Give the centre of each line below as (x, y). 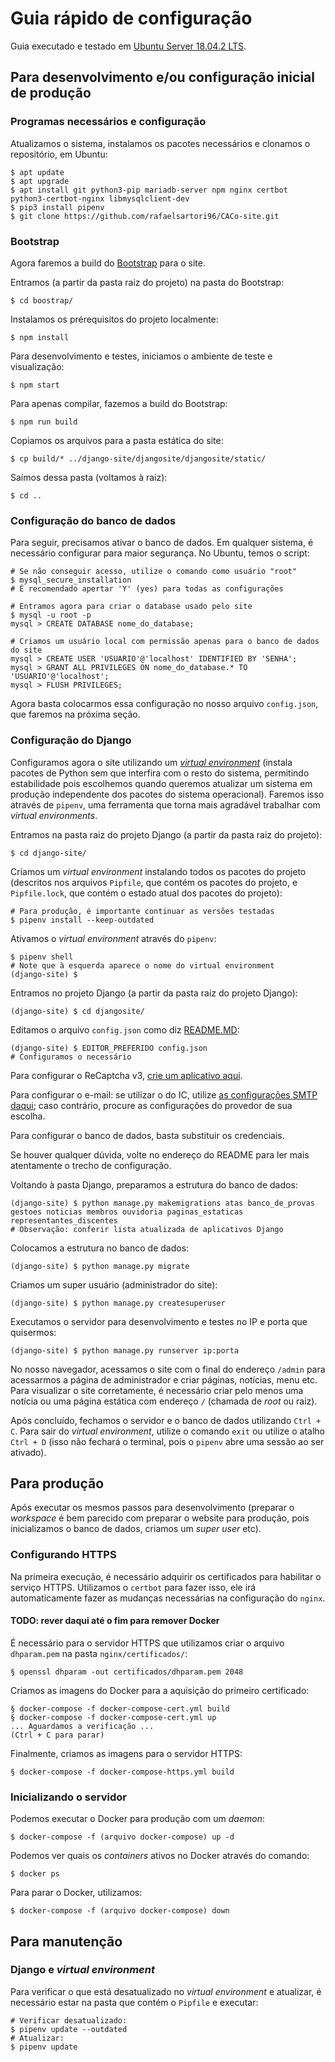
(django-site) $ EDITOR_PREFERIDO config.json (109, 1048)
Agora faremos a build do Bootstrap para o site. (108, 263)
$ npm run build (44, 422)
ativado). (28, 1452)
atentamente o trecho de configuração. (91, 1165)
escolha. (28, 1116)
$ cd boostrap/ (42, 300)
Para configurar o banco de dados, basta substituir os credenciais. (147, 1135)
